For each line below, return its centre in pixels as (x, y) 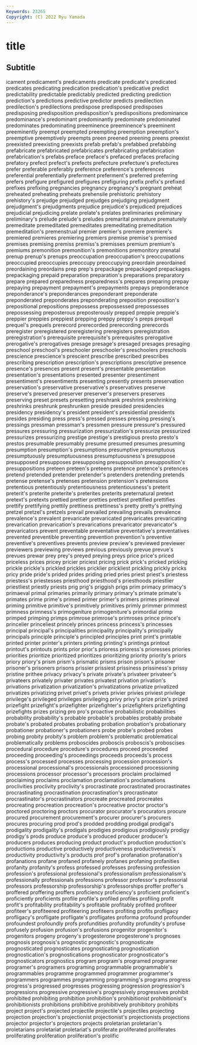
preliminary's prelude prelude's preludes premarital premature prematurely (96, 219)
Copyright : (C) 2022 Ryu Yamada (45, 17)
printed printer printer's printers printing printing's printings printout (88, 642)
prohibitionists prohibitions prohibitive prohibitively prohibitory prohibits (92, 1005)
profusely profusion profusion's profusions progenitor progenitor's (86, 929)
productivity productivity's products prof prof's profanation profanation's (94, 855)
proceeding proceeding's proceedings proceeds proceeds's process (89, 755)
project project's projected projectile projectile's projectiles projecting (90, 1010)
